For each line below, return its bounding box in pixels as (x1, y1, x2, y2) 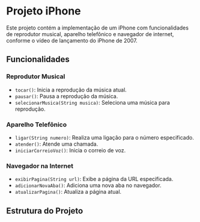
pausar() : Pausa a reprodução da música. (14, 92, 118, 100)
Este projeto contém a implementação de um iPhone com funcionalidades (6, 24, 189, 31)
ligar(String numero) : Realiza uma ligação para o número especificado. (14, 134, 194, 141)
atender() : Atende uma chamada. (14, 140, 98, 147)
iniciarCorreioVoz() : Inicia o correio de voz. (14, 146, 126, 154)
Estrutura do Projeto (6, 206, 83, 216)
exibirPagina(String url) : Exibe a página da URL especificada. (14, 176, 174, 183)
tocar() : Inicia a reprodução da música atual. (14, 86, 127, 93)
